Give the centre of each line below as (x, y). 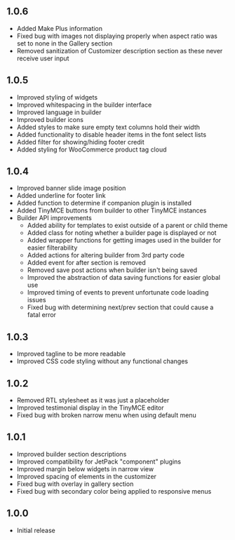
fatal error (42, 315)
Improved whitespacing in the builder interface (84, 104)
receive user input (43, 58)
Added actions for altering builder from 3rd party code (106, 255)
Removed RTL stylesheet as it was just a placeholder (93, 400)
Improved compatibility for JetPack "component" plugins (99, 461)
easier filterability (52, 248)
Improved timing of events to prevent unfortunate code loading (118, 292)
